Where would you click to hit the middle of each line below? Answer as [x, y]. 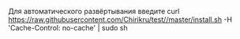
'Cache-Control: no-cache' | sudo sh [68, 28]
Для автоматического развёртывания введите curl [94, 11]
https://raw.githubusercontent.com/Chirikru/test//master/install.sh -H [120, 19]
